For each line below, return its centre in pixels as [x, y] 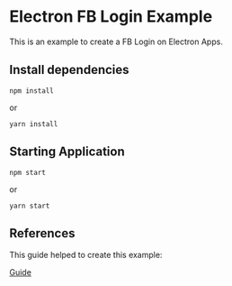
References [42, 233]
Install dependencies [69, 70]
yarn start [30, 206]
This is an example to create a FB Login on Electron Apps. [116, 42]
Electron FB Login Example [111, 17]
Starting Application [67, 152]
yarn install [34, 124]
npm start [28, 172]
